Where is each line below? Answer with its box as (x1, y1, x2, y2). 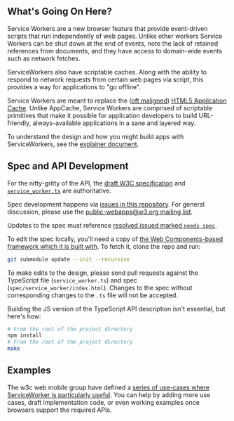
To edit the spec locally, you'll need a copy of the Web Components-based (7, 235, 223, 243)
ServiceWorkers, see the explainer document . (7, 140, 139, 148)
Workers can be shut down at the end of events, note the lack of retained (7, 39, 219, 48)
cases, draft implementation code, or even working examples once (7, 398, 200, 406)
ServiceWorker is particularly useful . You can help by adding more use (7, 390, 211, 399)
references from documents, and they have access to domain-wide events (7, 46, 223, 55)
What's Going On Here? (7, 6, 112, 18)
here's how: (7, 312, 41, 320)
